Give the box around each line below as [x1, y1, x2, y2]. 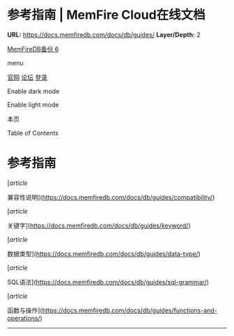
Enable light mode [7, 100, 59, 109]
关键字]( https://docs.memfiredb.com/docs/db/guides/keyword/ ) [7, 221, 191, 230]
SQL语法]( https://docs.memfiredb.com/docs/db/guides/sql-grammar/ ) [7, 278, 209, 286]
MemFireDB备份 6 [7, 45, 59, 53]
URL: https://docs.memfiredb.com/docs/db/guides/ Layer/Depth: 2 [7, 30, 201, 39]
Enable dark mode [7, 87, 60, 95]
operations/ [7, 314, 40, 322]
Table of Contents [7, 129, 59, 137]
